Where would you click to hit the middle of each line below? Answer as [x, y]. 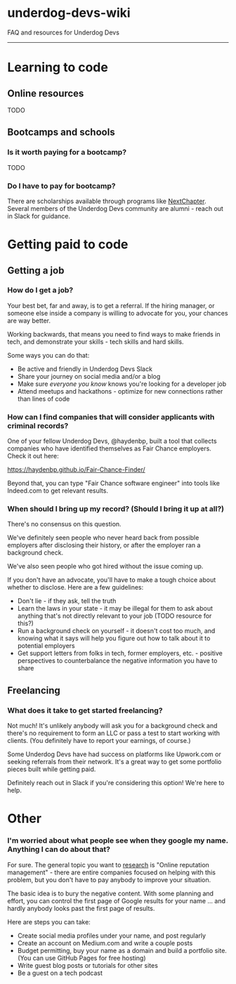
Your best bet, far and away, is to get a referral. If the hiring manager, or [111, 305]
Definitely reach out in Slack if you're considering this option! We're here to [116, 783]
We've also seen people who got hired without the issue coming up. [105, 567]
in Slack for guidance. [39, 216]
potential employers [46, 646]
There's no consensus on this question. [64, 524]
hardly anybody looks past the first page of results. [81, 908]
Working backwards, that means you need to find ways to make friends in [114, 334]
